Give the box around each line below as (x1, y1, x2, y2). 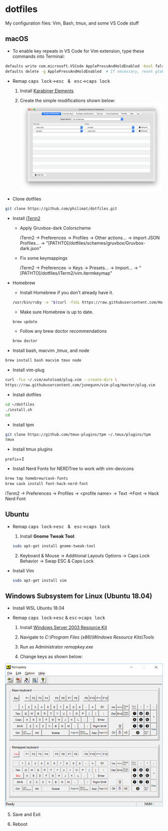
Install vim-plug (12, 367, 45, 373)
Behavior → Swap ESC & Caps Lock (19, 558, 94, 564)
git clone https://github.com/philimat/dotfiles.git (5, 206, 117, 211)
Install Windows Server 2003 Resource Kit (19, 625, 107, 631)
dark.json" (19, 245, 41, 251)
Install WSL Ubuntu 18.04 (12, 605, 65, 611)
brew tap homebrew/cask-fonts (5, 476, 68, 481)
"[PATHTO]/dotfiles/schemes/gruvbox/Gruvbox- (45, 240, 145, 246)
